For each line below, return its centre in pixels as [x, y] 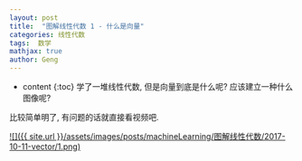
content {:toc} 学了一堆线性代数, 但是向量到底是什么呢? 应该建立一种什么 [158, 86]
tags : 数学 [30, 43]
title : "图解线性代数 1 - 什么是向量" [77, 26]
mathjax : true [36, 52]
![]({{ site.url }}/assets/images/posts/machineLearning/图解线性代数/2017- [148, 136]
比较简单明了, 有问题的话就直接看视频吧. [85, 117]
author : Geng [34, 60]
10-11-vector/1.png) [45, 147]
